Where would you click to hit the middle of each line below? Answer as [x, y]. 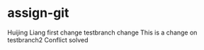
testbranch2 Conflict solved [48, 39]
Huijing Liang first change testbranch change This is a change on [102, 32]
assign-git [38, 13]
